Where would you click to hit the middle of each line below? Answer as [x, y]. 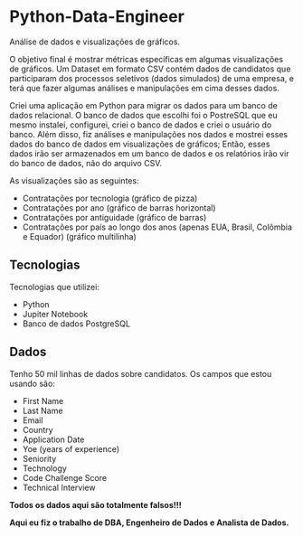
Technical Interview [59, 487]
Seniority [39, 458]
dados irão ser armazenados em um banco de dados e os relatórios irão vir [149, 153]
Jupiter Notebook [55, 314]
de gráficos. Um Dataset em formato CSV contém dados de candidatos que [150, 69]
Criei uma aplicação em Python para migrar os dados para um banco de [143, 105]
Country [38, 429]
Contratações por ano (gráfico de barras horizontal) [119, 207]
